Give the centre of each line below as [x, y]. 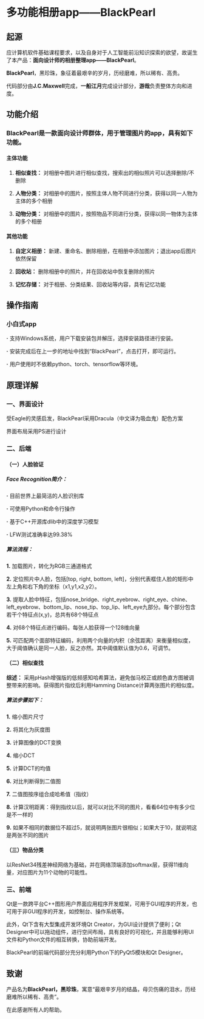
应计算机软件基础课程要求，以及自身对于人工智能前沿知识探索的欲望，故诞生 [102, 53]
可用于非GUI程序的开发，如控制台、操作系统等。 [67, 912]
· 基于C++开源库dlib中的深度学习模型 [53, 521]
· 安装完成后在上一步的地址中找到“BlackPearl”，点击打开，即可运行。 [93, 351]
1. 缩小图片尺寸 [25, 717]
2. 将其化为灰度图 [28, 729]
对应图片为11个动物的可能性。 [54, 872]
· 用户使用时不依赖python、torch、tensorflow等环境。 [74, 364]
